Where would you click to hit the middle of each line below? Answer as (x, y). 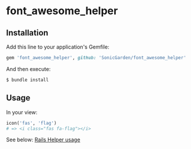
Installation (27, 33)
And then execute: (28, 69)
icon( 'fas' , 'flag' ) (32, 123)
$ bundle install (27, 80)
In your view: (22, 112)
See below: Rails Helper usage (43, 140)
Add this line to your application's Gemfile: (58, 47)
